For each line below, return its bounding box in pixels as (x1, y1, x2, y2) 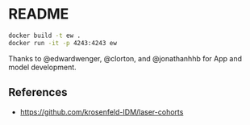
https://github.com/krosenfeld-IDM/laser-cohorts (19, 106, 184, 117)
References (8, 85, 68, 99)
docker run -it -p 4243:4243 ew (8, 39, 117, 47)
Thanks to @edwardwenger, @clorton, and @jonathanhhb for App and (8, 53, 243, 63)
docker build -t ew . (8, 31, 81, 40)
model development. (8, 62, 77, 72)
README (8, 5, 69, 23)
